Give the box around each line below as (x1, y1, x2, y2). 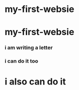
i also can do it (5, 76, 66, 87)
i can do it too (5, 57, 39, 64)
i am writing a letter (5, 44, 53, 51)
